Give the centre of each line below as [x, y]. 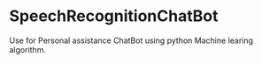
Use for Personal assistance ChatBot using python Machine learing [131, 40]
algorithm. [28, 49]
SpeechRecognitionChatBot [114, 16]
